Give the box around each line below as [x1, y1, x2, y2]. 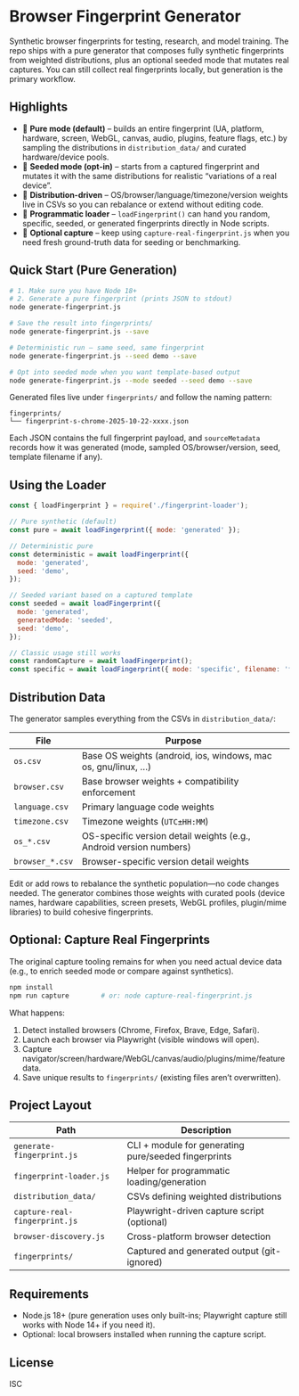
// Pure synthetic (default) [9, 517, 117, 527]
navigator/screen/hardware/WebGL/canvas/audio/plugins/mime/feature [21, 1053, 286, 1063]
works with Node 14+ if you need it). [21, 1319, 156, 1330]
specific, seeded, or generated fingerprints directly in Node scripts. [21, 218, 270, 228]
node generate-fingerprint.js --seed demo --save [9, 351, 198, 360]
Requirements [9, 1286, 89, 1302]
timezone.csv [13, 816, 69, 826]
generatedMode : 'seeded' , [17, 615, 114, 625]
